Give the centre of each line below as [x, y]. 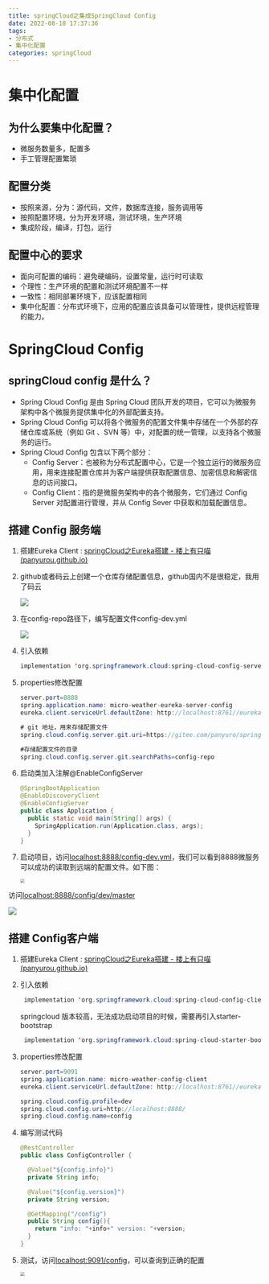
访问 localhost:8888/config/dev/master [72, 895]
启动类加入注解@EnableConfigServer [81, 773]
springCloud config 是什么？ [80, 381]
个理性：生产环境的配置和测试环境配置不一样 [94, 286]
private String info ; [64, 1177]
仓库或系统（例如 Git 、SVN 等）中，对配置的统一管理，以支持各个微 [141, 432]
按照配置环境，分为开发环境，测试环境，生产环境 [101, 217]
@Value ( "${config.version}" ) [76, 1191]
